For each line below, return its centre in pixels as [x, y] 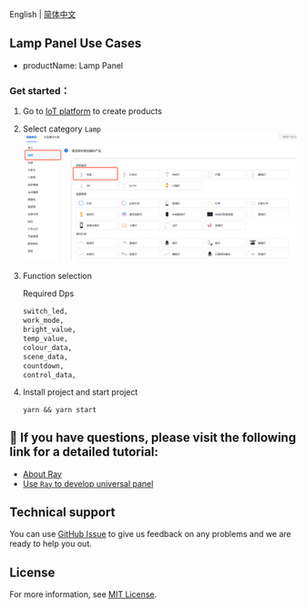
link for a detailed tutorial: [84, 452]
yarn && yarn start [60, 409]
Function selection [57, 275]
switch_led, [45, 311]
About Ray [42, 474]
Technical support [62, 512]
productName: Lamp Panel [73, 65]
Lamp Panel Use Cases [76, 43]
